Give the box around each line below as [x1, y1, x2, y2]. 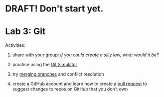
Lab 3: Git [5, 26, 46, 37]
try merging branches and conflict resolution [12, 71, 104, 77]
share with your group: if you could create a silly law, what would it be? [12, 52, 159, 58]
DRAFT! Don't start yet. [5, 3, 104, 14]
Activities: [5, 42, 26, 48]
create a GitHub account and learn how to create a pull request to [12, 81, 147, 87]
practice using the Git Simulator [12, 62, 78, 68]
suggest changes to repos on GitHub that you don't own [12, 86, 128, 92]
